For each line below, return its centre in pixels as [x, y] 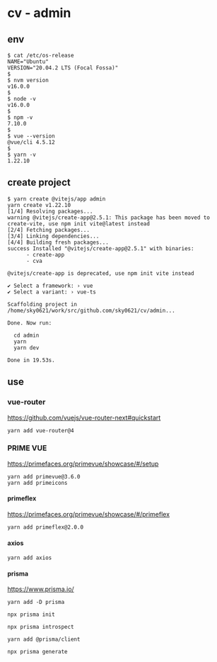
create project [39, 183]
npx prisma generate [38, 652]
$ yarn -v [22, 155]
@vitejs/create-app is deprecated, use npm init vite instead [101, 273]
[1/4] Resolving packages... [50, 211]
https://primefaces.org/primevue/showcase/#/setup [83, 464]
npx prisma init [31, 615]
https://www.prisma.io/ [41, 589]
